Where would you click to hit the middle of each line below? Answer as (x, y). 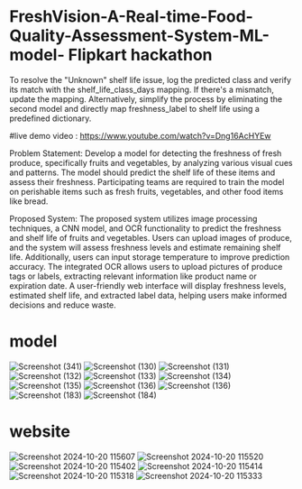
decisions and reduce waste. (63, 305)
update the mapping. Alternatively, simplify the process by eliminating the (146, 99)
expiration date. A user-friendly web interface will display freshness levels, (148, 285)
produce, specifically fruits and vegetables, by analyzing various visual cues (151, 162)
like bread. (29, 201)
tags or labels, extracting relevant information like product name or (133, 276)
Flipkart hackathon (140, 55)
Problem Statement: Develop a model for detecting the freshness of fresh (146, 153)
